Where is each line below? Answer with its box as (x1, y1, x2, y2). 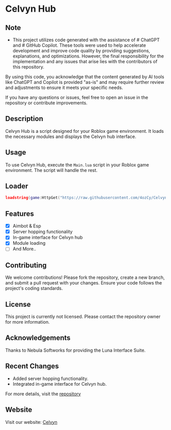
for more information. (5, 319, 50, 325)
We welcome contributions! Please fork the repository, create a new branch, (5, 274, 165, 280)
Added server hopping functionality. (12, 375, 89, 382)
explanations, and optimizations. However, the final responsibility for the (12, 53, 164, 59)
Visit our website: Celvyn (5, 419, 58, 425)
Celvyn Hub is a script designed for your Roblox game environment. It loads (5, 128, 164, 134)
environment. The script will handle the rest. (5, 167, 98, 173)
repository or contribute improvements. (5, 100, 88, 106)
